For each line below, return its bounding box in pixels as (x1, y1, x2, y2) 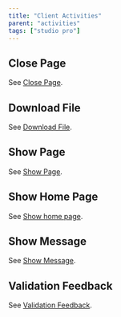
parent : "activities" (8, 19, 81, 27)
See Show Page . (8, 166, 63, 177)
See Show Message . (8, 256, 76, 266)
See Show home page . (8, 211, 83, 221)
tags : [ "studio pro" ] (8, 26, 81, 35)
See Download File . (8, 122, 72, 132)
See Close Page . (8, 78, 63, 87)
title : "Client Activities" (8, 11, 103, 20)
